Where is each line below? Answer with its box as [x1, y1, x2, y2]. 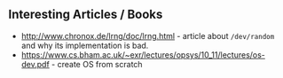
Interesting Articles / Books [8, 7, 163, 22]
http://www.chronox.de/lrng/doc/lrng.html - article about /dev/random [20, 30, 275, 41]
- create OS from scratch [51, 58, 143, 69]
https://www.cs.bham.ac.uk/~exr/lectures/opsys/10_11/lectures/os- [20, 49, 265, 60]
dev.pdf [20, 58, 50, 69]
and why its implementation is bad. [20, 40, 149, 51]
